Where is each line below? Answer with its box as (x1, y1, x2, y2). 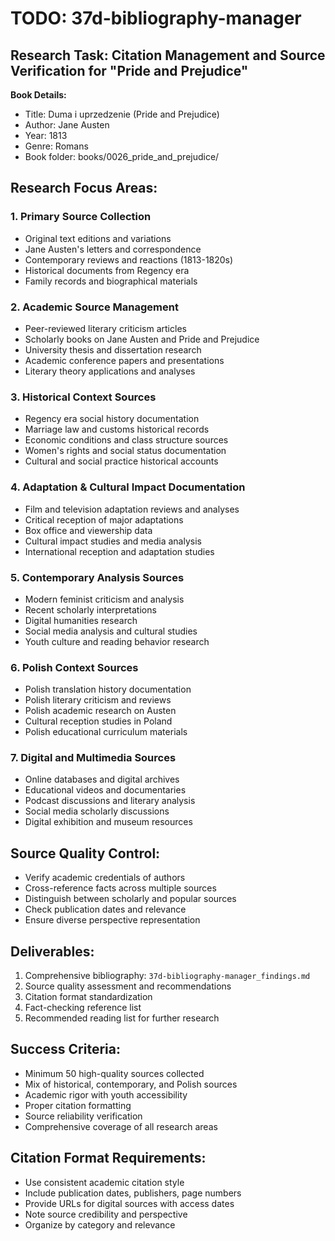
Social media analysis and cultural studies (24, 625, 198, 637)
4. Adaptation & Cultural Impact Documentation (10, 480, 246, 494)
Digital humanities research (24, 614, 138, 626)
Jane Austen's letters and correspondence (24, 243, 202, 255)
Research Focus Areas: (10, 180, 158, 197)
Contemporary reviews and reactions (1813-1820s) (24, 253, 234, 266)
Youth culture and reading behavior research (24, 635, 210, 647)
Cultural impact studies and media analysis (24, 535, 202, 547)
